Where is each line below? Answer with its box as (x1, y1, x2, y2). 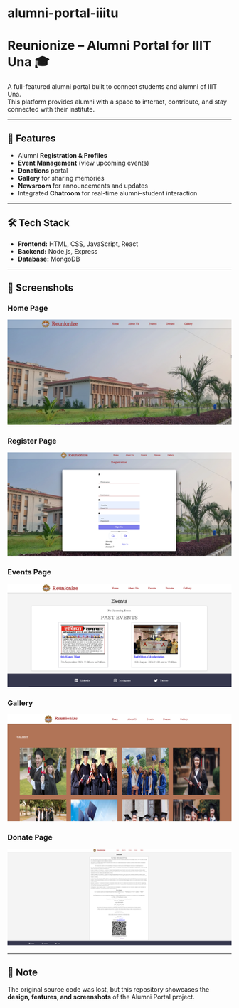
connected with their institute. (7, 105, 95, 114)
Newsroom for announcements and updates (17, 181, 148, 190)
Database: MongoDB (17, 254, 80, 263)
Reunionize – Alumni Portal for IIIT (7, 38, 211, 54)
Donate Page (7, 832, 53, 842)
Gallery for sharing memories (17, 173, 105, 182)
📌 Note (7, 967, 38, 979)
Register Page (7, 436, 57, 446)
